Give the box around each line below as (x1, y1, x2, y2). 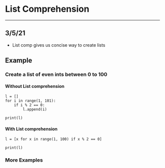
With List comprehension (5, 126, 58, 132)
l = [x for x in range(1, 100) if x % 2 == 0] (5, 137, 102, 142)
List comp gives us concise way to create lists (12, 42, 106, 48)
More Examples (5, 157, 43, 164)
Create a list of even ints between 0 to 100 (5, 71, 108, 78)
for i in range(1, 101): (5, 98, 56, 104)
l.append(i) (23, 107, 48, 112)
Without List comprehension (5, 83, 65, 89)
